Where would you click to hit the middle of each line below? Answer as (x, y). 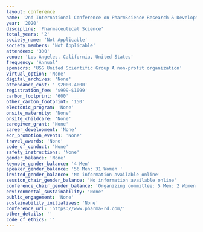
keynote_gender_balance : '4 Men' (48, 164)
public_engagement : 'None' (40, 197)
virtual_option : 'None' (36, 74)
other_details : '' (29, 214)
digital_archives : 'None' (39, 79)
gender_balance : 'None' (36, 158)
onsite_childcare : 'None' (39, 118)
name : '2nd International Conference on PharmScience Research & (90, 18)
